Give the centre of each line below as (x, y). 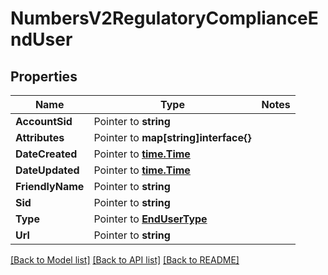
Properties (44, 76)
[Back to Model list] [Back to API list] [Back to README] (125, 260)
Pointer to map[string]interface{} (172, 137)
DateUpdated (47, 170)
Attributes (40, 137)
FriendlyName (50, 186)
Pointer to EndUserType (150, 219)
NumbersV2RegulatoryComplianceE (164, 18)
